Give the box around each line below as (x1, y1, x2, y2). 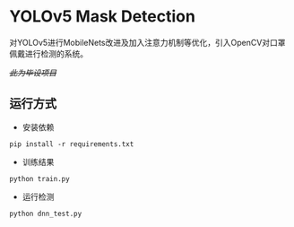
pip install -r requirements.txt (9, 139, 134, 149)
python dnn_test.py (9, 209, 82, 218)
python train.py (9, 174, 70, 183)
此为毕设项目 (9, 67, 56, 78)
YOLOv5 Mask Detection (9, 6, 195, 27)
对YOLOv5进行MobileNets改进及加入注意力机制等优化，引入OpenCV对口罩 (9, 37, 286, 48)
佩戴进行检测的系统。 (9, 48, 88, 59)
